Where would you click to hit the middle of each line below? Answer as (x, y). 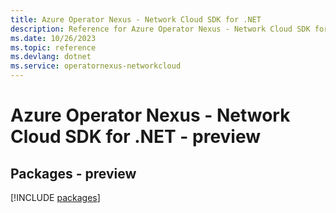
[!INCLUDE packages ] (55, 197)
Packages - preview (73, 173)
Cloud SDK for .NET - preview (136, 137)
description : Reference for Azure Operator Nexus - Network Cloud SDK (160, 29)
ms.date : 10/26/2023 (53, 38)
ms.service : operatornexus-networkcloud (96, 66)
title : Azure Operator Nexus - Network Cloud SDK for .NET (136, 19)
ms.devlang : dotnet (51, 57)
